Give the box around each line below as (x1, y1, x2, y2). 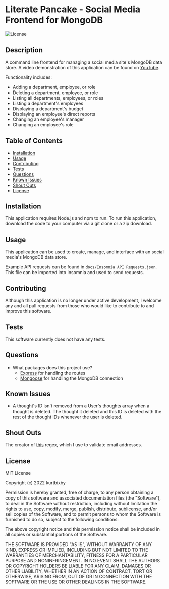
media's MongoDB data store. (5, 254, 67, 260)
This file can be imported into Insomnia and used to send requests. (5, 269, 144, 276)
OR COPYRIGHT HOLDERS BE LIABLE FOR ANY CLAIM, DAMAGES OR (5, 563, 151, 569)
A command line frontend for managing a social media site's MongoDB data (5, 59, 162, 65)
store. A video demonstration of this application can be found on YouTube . (5, 64, 160, 70)
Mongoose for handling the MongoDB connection (20, 375, 123, 381)
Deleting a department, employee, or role (12, 89, 98, 96)
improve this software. (5, 308, 52, 314)
